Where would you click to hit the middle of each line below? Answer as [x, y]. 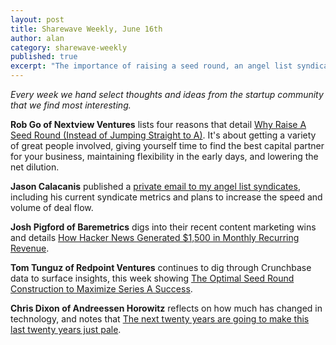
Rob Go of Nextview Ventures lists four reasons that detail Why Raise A [158, 124]
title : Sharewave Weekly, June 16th [86, 29]
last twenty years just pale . [66, 329]
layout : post [37, 19]
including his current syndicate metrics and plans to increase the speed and [166, 197]
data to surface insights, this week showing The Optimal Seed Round [152, 278]
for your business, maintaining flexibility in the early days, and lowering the [164, 156]
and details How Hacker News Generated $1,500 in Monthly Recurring [155, 237]
